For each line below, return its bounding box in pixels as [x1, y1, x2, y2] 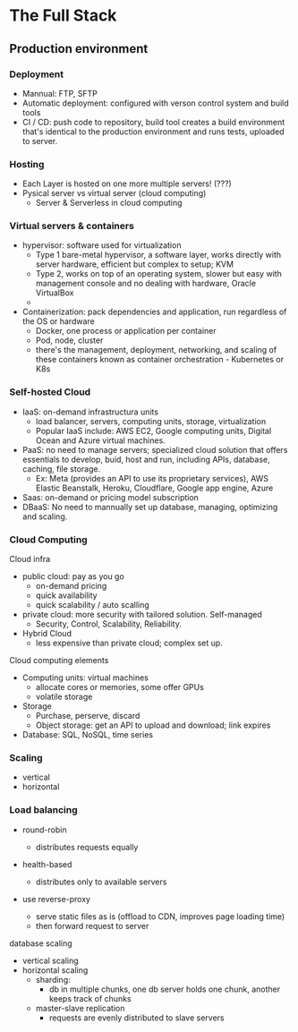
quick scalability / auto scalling [35, 600, 149, 610]
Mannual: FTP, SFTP [21, 88, 98, 98]
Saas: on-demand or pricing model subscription [21, 491, 200, 502]
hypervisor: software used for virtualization [21, 240, 182, 251]
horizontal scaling [21, 964, 89, 976]
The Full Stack [9, 5, 117, 26]
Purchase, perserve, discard [35, 711, 140, 721]
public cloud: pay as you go [21, 571, 125, 582]
